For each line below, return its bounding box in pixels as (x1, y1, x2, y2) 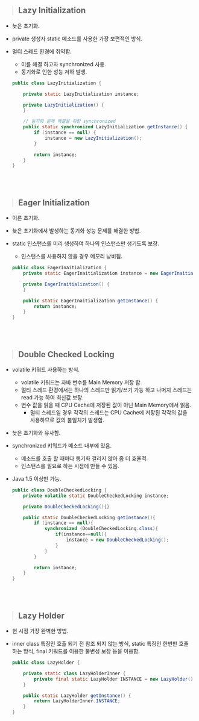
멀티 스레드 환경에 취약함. (11, 48, 72, 55)
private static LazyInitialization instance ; (23, 91, 140, 97)
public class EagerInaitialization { (11, 265, 107, 271)
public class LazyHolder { (11, 660, 80, 666)
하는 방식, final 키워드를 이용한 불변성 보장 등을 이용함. (11, 648, 140, 655)
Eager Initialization (17, 198, 90, 208)
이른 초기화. (11, 214, 40, 222)
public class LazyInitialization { (11, 80, 102, 86)
